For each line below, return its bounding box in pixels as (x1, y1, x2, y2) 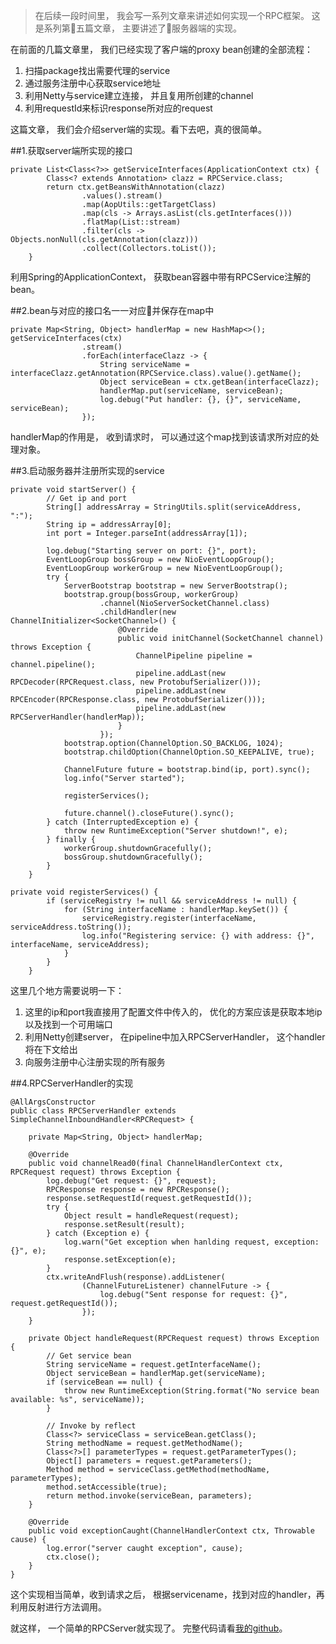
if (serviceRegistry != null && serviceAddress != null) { (46, 896, 298, 906)
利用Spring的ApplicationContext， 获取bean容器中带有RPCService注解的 (10, 271, 312, 283)
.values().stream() (81, 191, 163, 201)
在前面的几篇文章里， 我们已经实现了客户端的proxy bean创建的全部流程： (10, 44, 314, 55)
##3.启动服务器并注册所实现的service (10, 465, 165, 476)
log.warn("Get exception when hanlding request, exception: (63, 1237, 320, 1247)
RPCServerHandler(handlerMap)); (10, 712, 145, 722)
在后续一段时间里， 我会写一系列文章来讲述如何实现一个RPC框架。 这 (34, 10, 321, 21)
